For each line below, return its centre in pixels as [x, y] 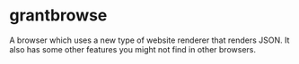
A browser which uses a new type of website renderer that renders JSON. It [149, 40]
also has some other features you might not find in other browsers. [132, 49]
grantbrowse [58, 16]
